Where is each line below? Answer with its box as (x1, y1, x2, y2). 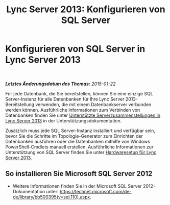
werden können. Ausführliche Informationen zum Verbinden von (5, 107, 140, 113)
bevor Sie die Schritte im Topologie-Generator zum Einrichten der (5, 133, 143, 139)
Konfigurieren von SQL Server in (5, 43, 145, 55)
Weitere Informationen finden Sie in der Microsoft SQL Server (12, 183, 142, 189)
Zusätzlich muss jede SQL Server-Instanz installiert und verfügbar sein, (5, 127, 156, 134)
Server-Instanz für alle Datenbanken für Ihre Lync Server (5, 96, 125, 102)
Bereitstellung (5, 101, 35, 108)
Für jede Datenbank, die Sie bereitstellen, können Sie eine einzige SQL (5, 90, 153, 96)
